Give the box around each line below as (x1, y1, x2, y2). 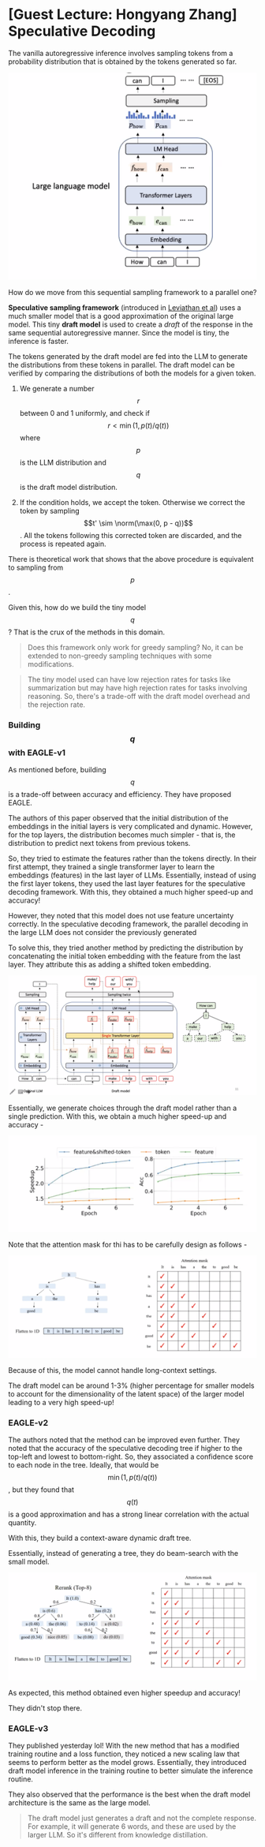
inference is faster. (8, 336, 69, 346)
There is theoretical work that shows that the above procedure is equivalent (8, 554, 254, 563)
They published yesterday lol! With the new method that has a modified (8, 1741, 240, 1751)
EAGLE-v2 (8, 1417, 49, 1428)
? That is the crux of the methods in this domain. (8, 627, 166, 637)
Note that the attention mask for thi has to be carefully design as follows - (8, 1240, 248, 1250)
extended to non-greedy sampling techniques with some (27, 651, 212, 660)
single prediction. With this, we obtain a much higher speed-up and (8, 1112, 227, 1121)
